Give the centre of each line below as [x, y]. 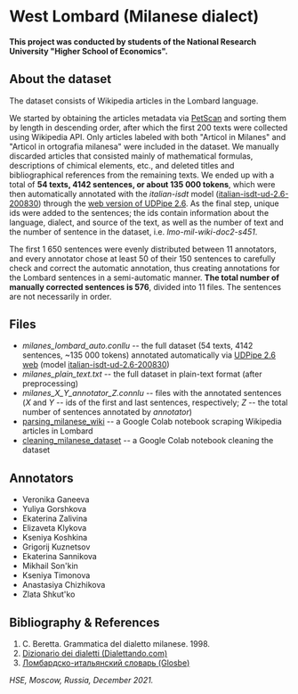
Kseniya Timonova [56, 575]
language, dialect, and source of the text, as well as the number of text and [147, 222]
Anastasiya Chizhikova [64, 585]
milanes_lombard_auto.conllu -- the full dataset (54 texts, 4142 [137, 346]
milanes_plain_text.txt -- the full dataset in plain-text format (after [142, 374]
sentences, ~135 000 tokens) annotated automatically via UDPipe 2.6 [149, 355]
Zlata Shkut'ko [48, 594]
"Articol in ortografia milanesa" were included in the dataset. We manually [144, 146]
